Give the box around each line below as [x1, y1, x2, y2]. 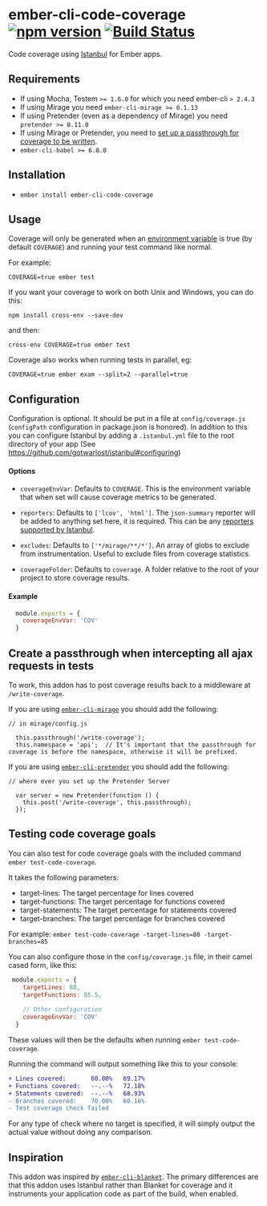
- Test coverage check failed [8, 1104, 110, 1112]
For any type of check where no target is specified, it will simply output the [8, 1119, 255, 1128]
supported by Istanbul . [19, 525, 95, 535]
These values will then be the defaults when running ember [8, 1034, 201, 1044]
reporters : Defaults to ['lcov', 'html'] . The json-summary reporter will [19, 508, 256, 518]
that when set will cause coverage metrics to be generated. [19, 492, 216, 502]
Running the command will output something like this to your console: [8, 1058, 239, 1068]
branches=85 [8, 937, 48, 945]
